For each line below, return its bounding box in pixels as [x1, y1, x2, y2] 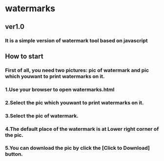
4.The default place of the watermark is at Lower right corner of [5, 125, 159, 132]
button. [5, 151, 23, 158]
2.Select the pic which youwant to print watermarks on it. [5, 99, 144, 106]
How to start [5, 52, 43, 60]
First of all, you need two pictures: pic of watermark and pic [5, 67, 149, 73]
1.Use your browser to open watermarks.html [5, 86, 115, 93]
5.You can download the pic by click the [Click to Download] [5, 145, 150, 152]
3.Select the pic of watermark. [5, 112, 79, 119]
